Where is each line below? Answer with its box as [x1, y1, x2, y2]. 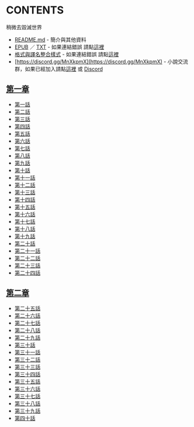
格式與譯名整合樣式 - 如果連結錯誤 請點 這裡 [14, 50, 119, 57]
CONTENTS [6, 4, 64, 17]
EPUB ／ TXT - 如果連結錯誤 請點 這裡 [14, 43, 104, 50]
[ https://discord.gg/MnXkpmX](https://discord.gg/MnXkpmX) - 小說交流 [14, 58, 188, 65]
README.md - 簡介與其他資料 [14, 36, 86, 43]
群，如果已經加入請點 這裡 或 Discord [14, 65, 103, 72]
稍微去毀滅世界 [6, 23, 42, 30]
